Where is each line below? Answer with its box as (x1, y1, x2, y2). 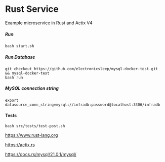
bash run (5, 75, 23, 80)
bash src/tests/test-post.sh (5, 123, 65, 129)
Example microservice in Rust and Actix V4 (5, 20, 93, 26)
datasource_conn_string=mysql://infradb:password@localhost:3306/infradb (5, 102, 161, 107)
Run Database (5, 54, 36, 60)
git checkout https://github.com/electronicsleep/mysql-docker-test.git (5, 66, 158, 71)
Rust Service (5, 3, 59, 15)
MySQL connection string (5, 85, 59, 91)
